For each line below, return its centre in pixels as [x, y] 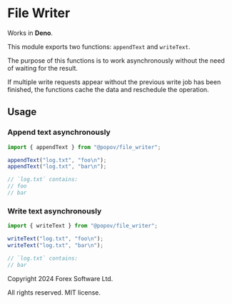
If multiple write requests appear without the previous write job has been [114, 82]
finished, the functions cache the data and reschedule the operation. [108, 89]
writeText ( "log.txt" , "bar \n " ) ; [55, 245]
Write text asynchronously [55, 211]
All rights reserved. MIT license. [54, 292]
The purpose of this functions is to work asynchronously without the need [116, 60]
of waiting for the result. [43, 68]
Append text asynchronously [59, 132]
